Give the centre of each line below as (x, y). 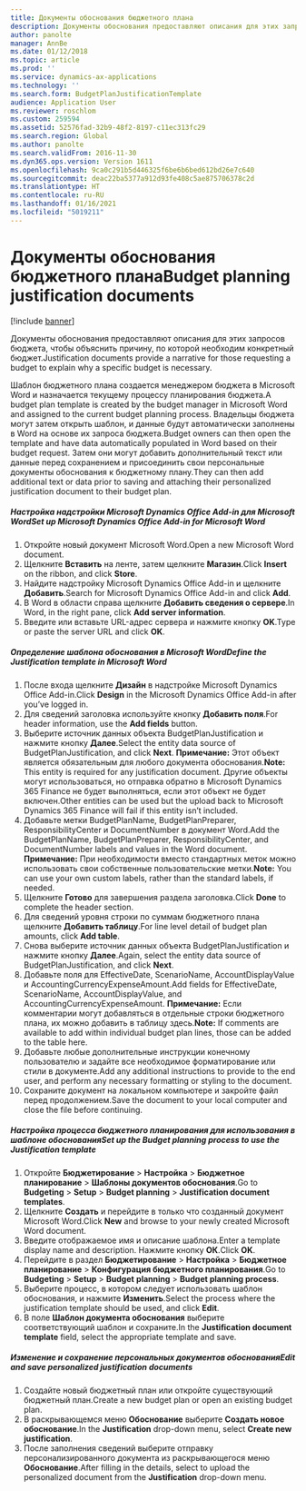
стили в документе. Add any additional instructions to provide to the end (159, 1071)
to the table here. (55, 1042)
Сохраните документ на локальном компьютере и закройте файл (151, 1090)
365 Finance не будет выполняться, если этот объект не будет (145, 790)
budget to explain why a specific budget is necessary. (111, 367)
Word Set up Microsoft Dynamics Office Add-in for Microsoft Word (138, 522)
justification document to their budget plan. (91, 491)
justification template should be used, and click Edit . (121, 1307)
